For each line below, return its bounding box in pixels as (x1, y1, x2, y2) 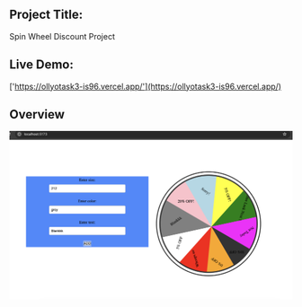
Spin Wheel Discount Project (9, 31, 115, 41)
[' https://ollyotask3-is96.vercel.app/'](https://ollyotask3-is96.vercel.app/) (9, 81, 281, 92)
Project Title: (9, 7, 84, 22)
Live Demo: (9, 57, 74, 73)
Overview (9, 107, 66, 122)
